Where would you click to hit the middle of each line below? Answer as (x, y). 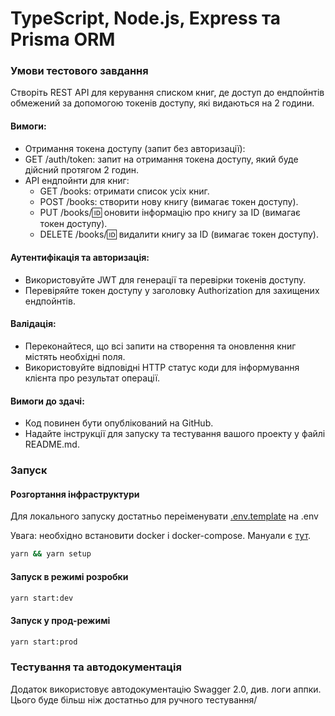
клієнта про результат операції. (92, 378)
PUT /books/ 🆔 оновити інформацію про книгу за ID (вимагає (170, 212)
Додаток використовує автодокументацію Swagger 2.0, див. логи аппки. (166, 689)
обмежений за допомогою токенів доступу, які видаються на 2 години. (162, 103)
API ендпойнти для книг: (77, 180)
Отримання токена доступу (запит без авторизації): (135, 148)
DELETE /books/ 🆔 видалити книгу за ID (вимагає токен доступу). (179, 234)
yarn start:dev (42, 598)
